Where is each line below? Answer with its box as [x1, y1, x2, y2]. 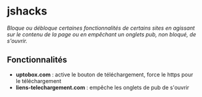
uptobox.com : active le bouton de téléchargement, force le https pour [15, 71, 193, 78]
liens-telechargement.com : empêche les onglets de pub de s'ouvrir [15, 84, 189, 91]
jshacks [7, 4, 47, 18]
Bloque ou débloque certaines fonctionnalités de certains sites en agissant [7, 24, 195, 32]
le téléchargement [15, 77, 61, 84]
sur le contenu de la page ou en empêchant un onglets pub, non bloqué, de [7, 30, 197, 38]
